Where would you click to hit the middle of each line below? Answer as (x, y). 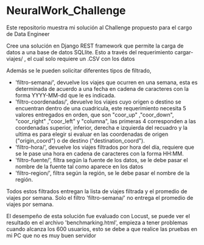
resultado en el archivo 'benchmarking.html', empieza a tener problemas (97, 222)
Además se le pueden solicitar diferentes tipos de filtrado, (79, 70)
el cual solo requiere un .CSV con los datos (81, 59)
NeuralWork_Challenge (66, 11)
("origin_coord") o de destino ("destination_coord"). (80, 140)
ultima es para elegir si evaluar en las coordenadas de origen (92, 134)
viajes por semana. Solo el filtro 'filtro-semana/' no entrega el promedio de (100, 197)
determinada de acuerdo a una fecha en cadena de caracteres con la (102, 88)
